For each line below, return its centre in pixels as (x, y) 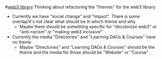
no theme (22, 42)
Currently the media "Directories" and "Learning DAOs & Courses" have (84, 37)
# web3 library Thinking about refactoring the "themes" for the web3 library (80, 7)
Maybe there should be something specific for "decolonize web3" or (88, 27)
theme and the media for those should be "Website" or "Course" (84, 52)
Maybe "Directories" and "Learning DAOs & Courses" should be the (87, 47)
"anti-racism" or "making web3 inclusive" (61, 32)
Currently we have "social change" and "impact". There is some (76, 16)
